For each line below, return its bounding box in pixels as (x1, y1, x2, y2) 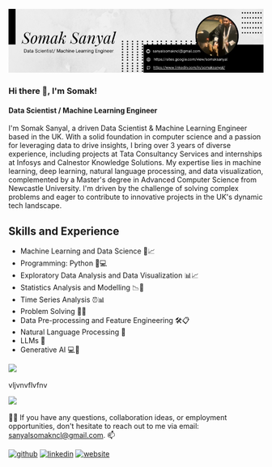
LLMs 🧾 (19, 335, 46, 345)
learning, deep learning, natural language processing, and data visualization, (8, 167, 264, 176)
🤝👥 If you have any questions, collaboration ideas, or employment (8, 412, 227, 422)
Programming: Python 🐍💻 (19, 258, 108, 268)
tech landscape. (8, 201, 62, 210)
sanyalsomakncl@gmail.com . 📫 (8, 430, 116, 439)
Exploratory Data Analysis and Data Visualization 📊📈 (19, 270, 199, 280)
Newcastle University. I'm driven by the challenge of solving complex (8, 184, 239, 193)
